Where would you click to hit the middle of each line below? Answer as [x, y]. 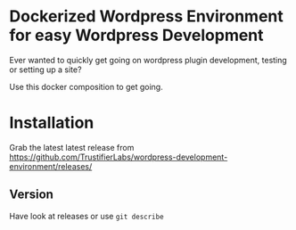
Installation [52, 123]
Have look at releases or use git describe [86, 216]
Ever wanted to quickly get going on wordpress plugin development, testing [148, 60]
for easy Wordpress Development [137, 35]
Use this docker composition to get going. [86, 86]
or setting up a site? [45, 70]
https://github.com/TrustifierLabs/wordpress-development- [119, 157]
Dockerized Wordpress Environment [146, 16]
